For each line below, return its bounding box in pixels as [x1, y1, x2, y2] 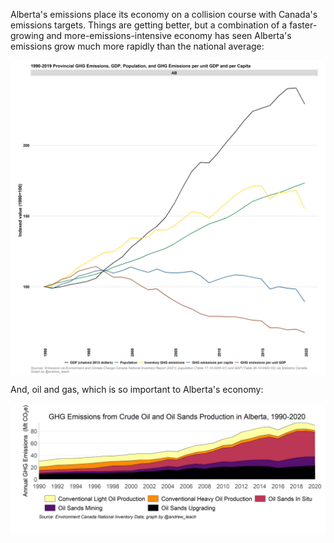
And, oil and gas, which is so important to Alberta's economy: [10, 384, 264, 395]
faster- [289, 19, 318, 31]
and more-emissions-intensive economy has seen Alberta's [46, 30, 292, 41]
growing [10, 30, 45, 41]
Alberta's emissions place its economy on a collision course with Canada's [10, 9, 318, 20]
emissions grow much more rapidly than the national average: [10, 40, 265, 52]
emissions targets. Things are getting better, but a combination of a [10, 19, 288, 31]
